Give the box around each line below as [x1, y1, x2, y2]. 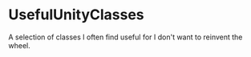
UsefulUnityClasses [8, 6, 144, 24]
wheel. [8, 40, 30, 50]
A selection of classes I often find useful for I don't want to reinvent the [8, 32, 243, 42]
